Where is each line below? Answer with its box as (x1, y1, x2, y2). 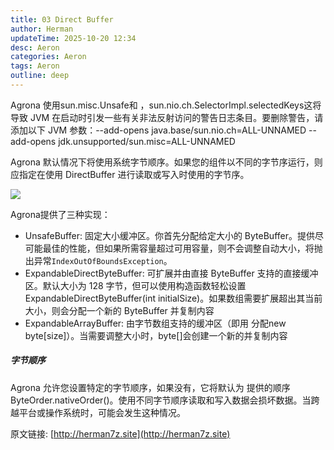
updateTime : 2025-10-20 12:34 (10, 33, 137, 43)
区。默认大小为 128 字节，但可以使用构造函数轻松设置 (24, 279, 247, 291)
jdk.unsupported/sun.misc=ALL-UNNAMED (58, 135, 236, 147)
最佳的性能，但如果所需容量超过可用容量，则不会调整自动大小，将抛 (42, 242, 323, 254)
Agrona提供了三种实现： (10, 208, 111, 220)
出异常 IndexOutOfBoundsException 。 (24, 254, 173, 266)
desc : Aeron (10, 42, 60, 53)
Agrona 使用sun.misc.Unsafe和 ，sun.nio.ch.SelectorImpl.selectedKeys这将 (10, 99, 322, 111)
